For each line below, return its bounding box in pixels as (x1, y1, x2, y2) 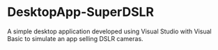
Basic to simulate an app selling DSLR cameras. (7, 34, 144, 42)
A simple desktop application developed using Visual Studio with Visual (7, 27, 212, 35)
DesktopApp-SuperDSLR (7, 4, 155, 20)
